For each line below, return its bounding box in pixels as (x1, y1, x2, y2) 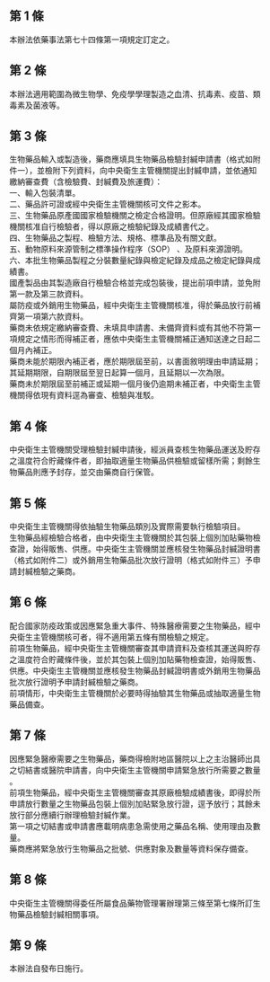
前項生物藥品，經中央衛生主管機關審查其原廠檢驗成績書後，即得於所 (9, 787, 261, 798)
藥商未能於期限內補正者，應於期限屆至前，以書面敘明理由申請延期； (9, 356, 261, 367)
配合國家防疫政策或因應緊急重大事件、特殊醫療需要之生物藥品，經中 (9, 620, 261, 631)
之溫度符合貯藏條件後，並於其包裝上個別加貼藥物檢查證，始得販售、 (9, 654, 261, 665)
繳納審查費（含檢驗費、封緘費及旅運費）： (9, 176, 163, 187)
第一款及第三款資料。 (9, 288, 88, 299)
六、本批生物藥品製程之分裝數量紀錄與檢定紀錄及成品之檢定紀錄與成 (9, 255, 261, 266)
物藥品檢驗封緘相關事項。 (9, 908, 104, 919)
